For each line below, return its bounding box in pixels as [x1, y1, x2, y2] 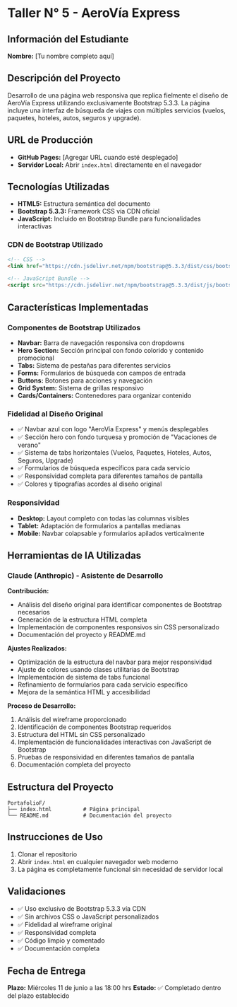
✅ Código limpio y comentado [17, 936, 105, 945]
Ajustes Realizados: [7, 644, 67, 653]
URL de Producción [7, 134, 93, 146]
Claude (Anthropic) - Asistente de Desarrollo [7, 571, 164, 581]
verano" [17, 441, 41, 450]
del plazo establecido [7, 991, 70, 1000]
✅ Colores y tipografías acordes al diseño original [17, 479, 162, 489]
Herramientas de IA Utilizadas [7, 549, 142, 561]
